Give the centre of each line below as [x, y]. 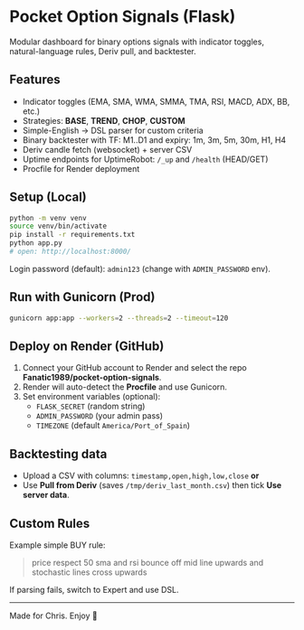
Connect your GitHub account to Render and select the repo [134, 368]
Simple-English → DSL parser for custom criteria [113, 130]
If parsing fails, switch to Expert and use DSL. [94, 590]
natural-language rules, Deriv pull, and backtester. [103, 51]
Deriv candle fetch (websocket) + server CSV [107, 149]
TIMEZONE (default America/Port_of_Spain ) [113, 426]
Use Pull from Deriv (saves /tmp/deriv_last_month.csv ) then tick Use [152, 485]
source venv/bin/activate [58, 226]
